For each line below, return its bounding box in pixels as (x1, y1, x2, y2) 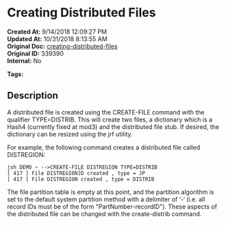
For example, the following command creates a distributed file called (7, 143, 201, 152)
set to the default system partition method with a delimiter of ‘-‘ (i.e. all (7, 195, 205, 203)
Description (7, 90, 58, 102)
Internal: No (7, 56, 42, 64)
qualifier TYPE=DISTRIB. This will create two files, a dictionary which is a (7, 115, 213, 123)
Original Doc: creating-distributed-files (7, 42, 118, 50)
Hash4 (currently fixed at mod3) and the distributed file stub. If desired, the (7, 122, 220, 131)
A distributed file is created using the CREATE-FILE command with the (7, 108, 205, 116)
